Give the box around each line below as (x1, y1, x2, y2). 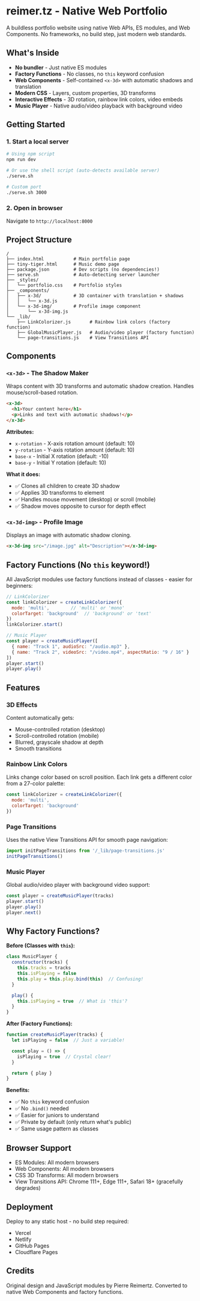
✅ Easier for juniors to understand (14, 1112, 99, 1119)
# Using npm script (6, 151, 55, 157)
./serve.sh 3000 (6, 189, 47, 196)
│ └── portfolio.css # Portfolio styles (6, 282, 122, 288)
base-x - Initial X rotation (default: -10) (14, 452, 109, 460)
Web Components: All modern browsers (14, 1165, 114, 1173)
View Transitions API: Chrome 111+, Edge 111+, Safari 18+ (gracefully (14, 1178, 183, 1185)
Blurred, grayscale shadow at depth (14, 738, 104, 746)
